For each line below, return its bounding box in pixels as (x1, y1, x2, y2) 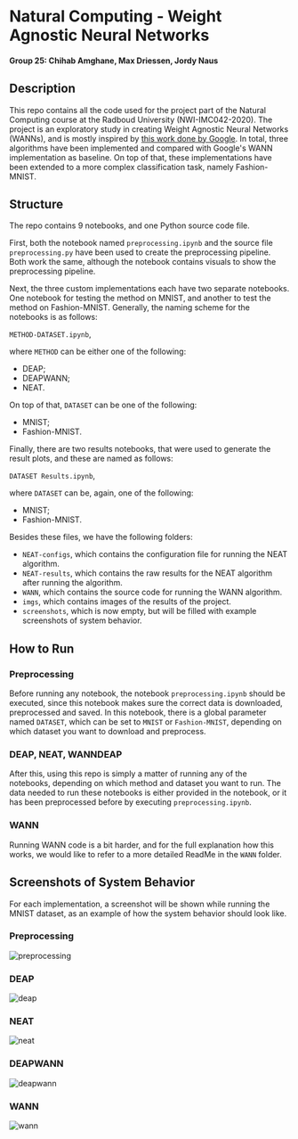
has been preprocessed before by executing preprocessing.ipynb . (9, 797, 252, 807)
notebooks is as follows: (9, 312, 98, 323)
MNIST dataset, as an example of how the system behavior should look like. (9, 907, 287, 919)
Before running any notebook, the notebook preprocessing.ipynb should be (9, 688, 286, 699)
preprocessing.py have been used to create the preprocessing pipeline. (9, 247, 271, 258)
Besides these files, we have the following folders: (9, 532, 193, 543)
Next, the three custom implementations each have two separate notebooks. (9, 283, 290, 294)
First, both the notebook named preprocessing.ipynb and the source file (9, 238, 273, 249)
